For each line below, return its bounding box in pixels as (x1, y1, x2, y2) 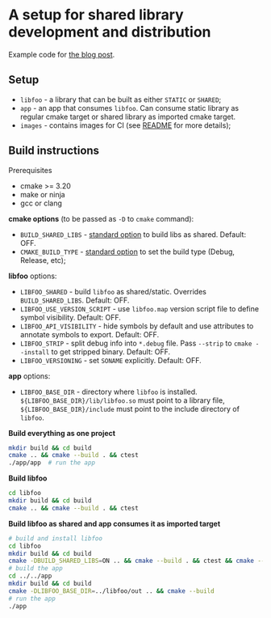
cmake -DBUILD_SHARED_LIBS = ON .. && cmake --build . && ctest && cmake (8, 557, 254, 565)
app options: (8, 370, 51, 381)
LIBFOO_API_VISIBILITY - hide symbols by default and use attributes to (19, 321, 254, 331)
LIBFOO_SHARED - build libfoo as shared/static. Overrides (19, 286, 207, 296)
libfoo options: (8, 271, 57, 281)
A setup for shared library (8, 6, 184, 24)
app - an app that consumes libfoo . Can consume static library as (19, 103, 240, 112)
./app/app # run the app (8, 459, 95, 467)
